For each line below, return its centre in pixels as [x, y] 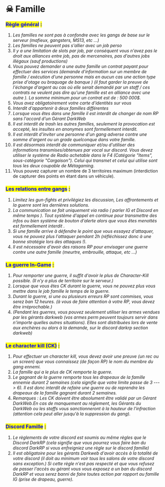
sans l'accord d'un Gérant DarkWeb [49, 119]
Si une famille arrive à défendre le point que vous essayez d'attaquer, [83, 231]
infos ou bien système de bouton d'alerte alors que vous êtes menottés [85, 220]
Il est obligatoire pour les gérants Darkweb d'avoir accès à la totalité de [85, 453]
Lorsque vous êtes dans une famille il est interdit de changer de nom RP [85, 114]
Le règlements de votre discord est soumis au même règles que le [79, 437]
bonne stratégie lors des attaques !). [50, 242]
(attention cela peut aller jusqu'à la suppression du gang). [71, 414]
